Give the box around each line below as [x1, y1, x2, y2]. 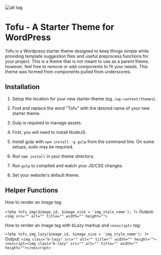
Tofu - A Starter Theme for [5, 22, 114, 33]
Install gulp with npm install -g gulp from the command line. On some [12, 139, 155, 145]
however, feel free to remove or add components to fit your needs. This [5, 63, 148, 69]
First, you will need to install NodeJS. [12, 129, 87, 135]
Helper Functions [5, 186, 58, 195]
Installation [5, 83, 40, 91]
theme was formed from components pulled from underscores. [5, 69, 131, 74]
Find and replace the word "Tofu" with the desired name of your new [12, 105, 150, 111]
